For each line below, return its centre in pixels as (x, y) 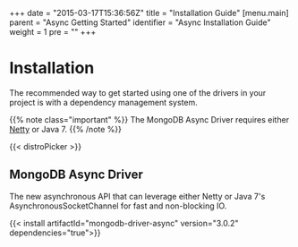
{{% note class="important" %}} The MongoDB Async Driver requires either (149, 119)
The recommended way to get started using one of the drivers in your (138, 92)
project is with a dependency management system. (104, 102)
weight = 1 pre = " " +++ (53, 32)
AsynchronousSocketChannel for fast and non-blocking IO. (118, 206)
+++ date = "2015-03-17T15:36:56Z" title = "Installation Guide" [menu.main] (149, 13)
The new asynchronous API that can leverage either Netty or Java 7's (137, 196)
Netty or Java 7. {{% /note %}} (66, 129)
